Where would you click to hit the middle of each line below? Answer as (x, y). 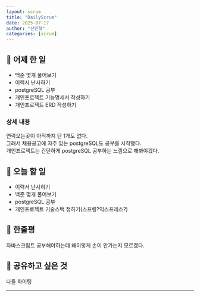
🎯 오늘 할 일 (26, 171)
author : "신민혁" (26, 28)
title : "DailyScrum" (32, 17)
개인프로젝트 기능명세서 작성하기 (52, 97)
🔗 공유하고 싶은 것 (37, 266)
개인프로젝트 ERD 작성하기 (45, 104)
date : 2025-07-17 (28, 23)
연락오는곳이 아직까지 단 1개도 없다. (47, 136)
